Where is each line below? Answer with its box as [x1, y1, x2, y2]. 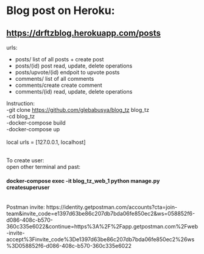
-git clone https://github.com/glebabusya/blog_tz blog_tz [6, 106, 149, 113]
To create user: [6, 157, 44, 164]
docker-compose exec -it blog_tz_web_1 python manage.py [6, 177, 160, 184]
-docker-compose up [6, 126, 60, 132]
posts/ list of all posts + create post [15, 56, 104, 63]
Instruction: [6, 100, 35, 107]
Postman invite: [6, 204, 45, 211]
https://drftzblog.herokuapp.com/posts [6, 28, 161, 38]
